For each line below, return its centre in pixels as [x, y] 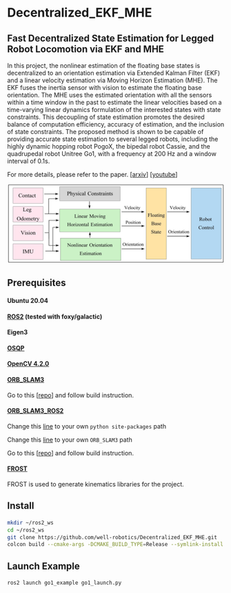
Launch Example [44, 566]
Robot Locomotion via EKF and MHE [86, 49]
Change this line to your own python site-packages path [87, 426]
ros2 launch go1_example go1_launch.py [64, 583]
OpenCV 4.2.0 [28, 364]
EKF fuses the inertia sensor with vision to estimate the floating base [104, 87]
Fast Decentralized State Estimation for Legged [111, 38]
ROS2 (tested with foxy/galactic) [55, 317]
